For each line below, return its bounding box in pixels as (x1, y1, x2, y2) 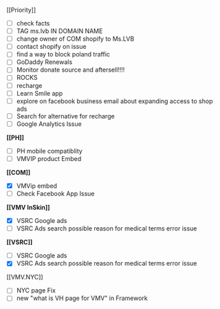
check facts (16, 19, 50, 27)
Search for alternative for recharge (16, 111, 115, 120)
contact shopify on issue (16, 43, 87, 51)
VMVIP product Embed (16, 154, 82, 162)
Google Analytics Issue (16, 120, 82, 128)
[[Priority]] (6, 6, 36, 14)
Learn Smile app (16, 89, 63, 97)
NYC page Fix (16, 286, 56, 295)
